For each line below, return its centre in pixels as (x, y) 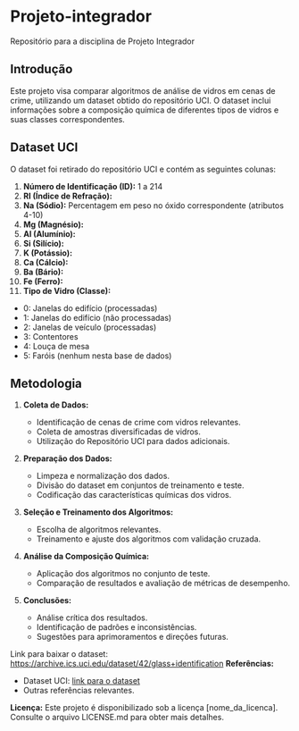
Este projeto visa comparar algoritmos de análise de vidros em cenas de (143, 90)
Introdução (42, 69)
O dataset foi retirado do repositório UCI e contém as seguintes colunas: (143, 169)
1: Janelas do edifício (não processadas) (97, 317)
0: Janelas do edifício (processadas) (90, 308)
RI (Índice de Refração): (67, 196)
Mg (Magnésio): (53, 224)
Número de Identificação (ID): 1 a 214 (93, 186)
